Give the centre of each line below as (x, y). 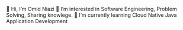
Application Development (37, 21)
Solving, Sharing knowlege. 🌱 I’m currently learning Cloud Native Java (91, 15)
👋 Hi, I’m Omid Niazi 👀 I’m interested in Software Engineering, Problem (91, 9)
